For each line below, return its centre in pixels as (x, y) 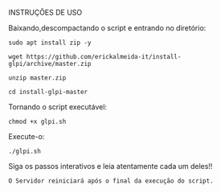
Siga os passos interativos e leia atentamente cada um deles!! (110, 166)
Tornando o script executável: (57, 107)
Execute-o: (27, 136)
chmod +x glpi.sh (37, 121)
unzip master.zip (37, 78)
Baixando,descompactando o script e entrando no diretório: (107, 28)
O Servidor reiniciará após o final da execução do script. (111, 181)
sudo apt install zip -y (50, 43)
